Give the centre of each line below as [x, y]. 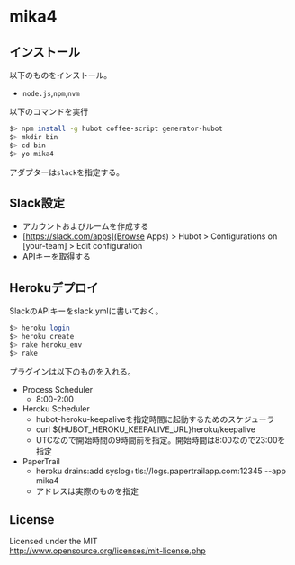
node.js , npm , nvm [51, 93]
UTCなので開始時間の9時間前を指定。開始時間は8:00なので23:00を [161, 440]
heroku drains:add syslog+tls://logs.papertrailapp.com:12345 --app [161, 471]
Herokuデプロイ [54, 288]
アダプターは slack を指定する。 [67, 172]
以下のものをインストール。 [61, 75]
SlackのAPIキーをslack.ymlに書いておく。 [86, 311]
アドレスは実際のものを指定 [87, 490]
